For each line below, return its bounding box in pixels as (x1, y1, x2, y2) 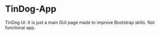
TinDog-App (5, 3, 57, 15)
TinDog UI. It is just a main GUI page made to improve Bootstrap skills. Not (5, 19, 155, 25)
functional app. (5, 24, 36, 30)
